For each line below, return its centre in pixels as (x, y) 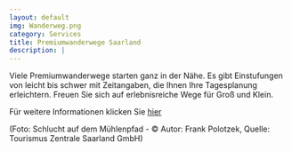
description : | (37, 51)
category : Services (45, 34)
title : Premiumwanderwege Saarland (75, 42)
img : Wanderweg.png (45, 26)
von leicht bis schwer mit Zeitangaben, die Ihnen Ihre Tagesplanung (134, 85)
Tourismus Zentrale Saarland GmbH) (77, 139)
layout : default (39, 17)
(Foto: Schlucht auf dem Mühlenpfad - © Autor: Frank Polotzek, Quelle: (139, 129)
